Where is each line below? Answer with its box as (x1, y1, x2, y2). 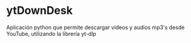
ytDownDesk (6, 4, 73, 18)
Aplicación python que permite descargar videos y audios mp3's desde (6, 24, 185, 31)
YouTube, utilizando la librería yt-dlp (6, 30, 96, 37)
